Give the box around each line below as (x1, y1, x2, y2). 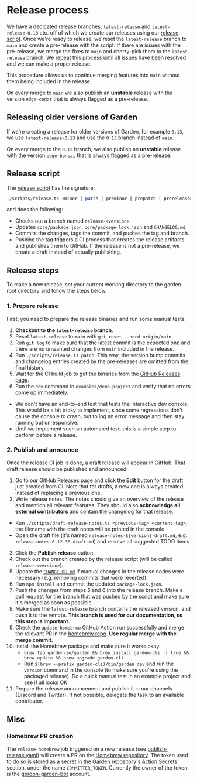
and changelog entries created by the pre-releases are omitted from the (15, 358, 189, 365)
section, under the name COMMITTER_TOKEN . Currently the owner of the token (6, 764, 188, 771)
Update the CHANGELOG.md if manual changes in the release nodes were (15, 567, 185, 575)
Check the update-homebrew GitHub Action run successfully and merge (15, 624, 185, 631)
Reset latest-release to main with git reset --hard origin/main (15, 333, 172, 340)
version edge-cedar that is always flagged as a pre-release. (6, 95, 148, 102)
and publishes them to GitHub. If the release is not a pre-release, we (15, 242, 180, 249)
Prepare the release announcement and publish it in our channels (15, 685, 173, 692)
